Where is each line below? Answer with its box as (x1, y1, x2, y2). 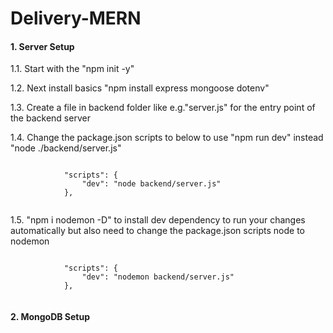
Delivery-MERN (10, 7, 142, 30)
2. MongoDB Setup (10, 310, 91, 322)
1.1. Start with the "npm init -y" (10, 63, 135, 75)
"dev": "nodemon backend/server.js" (81, 272, 235, 282)
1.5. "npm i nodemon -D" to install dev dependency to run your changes (10, 214, 306, 226)
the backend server (10, 112, 91, 124)
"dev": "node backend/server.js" (81, 179, 222, 189)
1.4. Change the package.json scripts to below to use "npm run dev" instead (10, 132, 324, 144)
